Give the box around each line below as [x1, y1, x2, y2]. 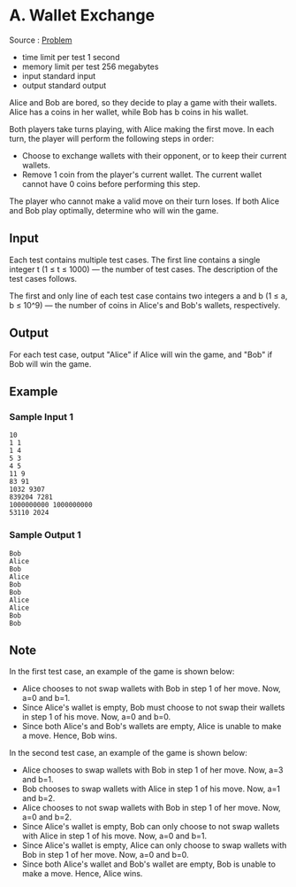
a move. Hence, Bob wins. [21, 730, 118, 741]
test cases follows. [9, 273, 78, 284]
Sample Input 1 [9, 410, 73, 423]
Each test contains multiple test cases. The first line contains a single [9, 254, 261, 265]
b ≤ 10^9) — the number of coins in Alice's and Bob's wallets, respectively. [9, 300, 281, 310]
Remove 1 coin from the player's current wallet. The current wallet [21, 169, 262, 180]
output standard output [21, 80, 107, 90]
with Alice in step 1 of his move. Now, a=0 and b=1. [21, 830, 208, 842]
